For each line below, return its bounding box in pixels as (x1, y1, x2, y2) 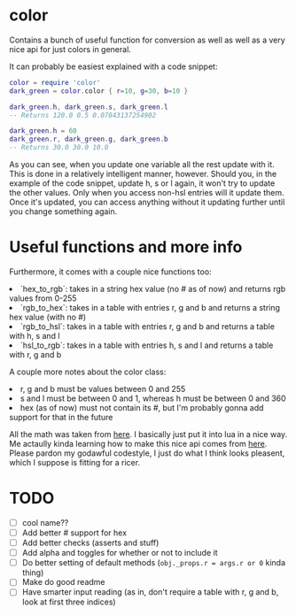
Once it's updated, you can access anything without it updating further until (9, 196, 285, 208)
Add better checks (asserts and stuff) (21, 537, 160, 549)
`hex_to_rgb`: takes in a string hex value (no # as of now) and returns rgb (20, 284, 286, 294)
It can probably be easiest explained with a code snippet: (9, 61, 218, 72)
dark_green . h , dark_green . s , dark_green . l (9, 103, 168, 111)
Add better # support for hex (21, 527, 127, 538)
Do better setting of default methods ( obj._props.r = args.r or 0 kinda (21, 557, 286, 568)
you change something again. (9, 206, 118, 217)
